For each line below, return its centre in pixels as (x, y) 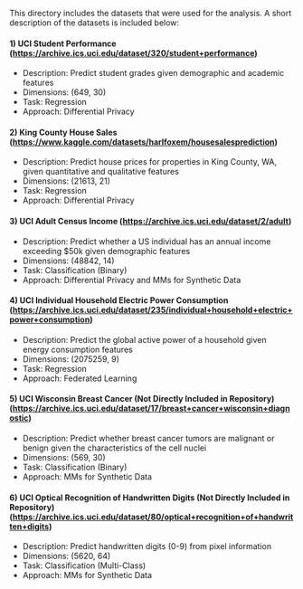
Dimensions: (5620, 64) (66, 556)
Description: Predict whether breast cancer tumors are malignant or (148, 439)
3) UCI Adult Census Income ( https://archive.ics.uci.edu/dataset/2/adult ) (151, 221)
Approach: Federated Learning (80, 378)
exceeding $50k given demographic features (106, 251)
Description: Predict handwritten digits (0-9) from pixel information (147, 546)
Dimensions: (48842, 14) (68, 261)
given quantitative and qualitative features (100, 172)
